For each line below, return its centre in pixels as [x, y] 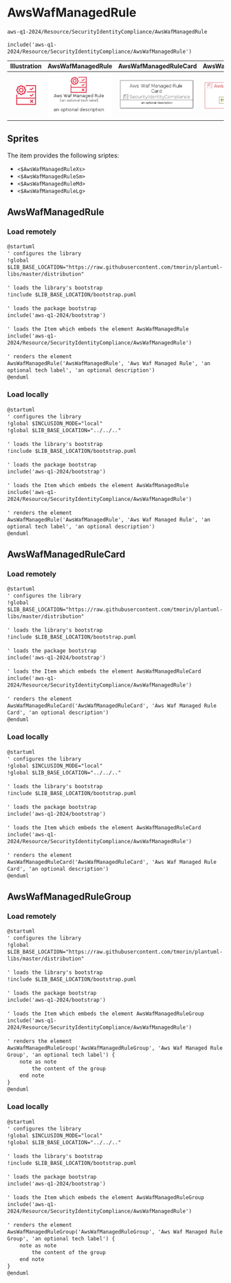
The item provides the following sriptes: [63, 155]
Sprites [23, 139]
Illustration [26, 66]
